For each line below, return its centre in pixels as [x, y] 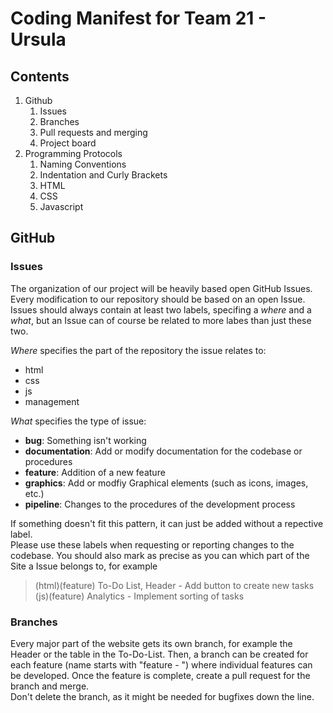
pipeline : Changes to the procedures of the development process [160, 504]
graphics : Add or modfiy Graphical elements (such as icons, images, [166, 483]
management [52, 401]
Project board [68, 143]
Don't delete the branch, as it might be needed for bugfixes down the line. [162, 696]
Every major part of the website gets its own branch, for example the [151, 643]
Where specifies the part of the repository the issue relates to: [138, 350]
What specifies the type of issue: [78, 421]
